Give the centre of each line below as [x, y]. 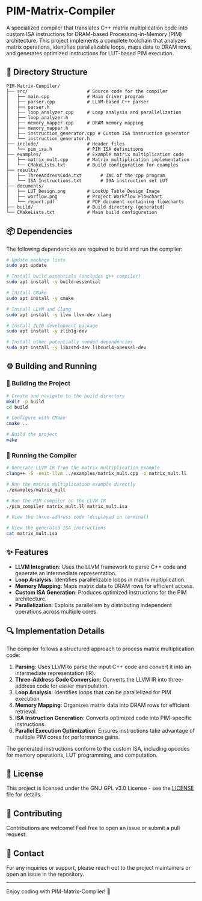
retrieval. [26, 711]
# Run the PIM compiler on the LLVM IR [56, 501]
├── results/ [23, 170]
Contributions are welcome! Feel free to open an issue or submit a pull [93, 828]
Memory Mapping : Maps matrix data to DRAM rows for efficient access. [104, 586]
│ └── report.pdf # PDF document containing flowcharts [95, 202]
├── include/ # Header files [66, 144]
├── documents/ [25, 186]
